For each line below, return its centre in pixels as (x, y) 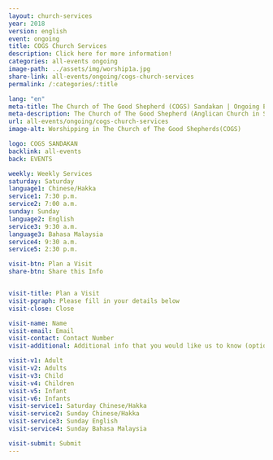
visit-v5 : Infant (38, 391)
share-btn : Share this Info (56, 272)
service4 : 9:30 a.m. (43, 242)
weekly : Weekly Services (50, 173)
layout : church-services (50, 16)
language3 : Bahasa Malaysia (56, 234)
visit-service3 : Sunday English (63, 421)
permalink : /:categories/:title (63, 84)
